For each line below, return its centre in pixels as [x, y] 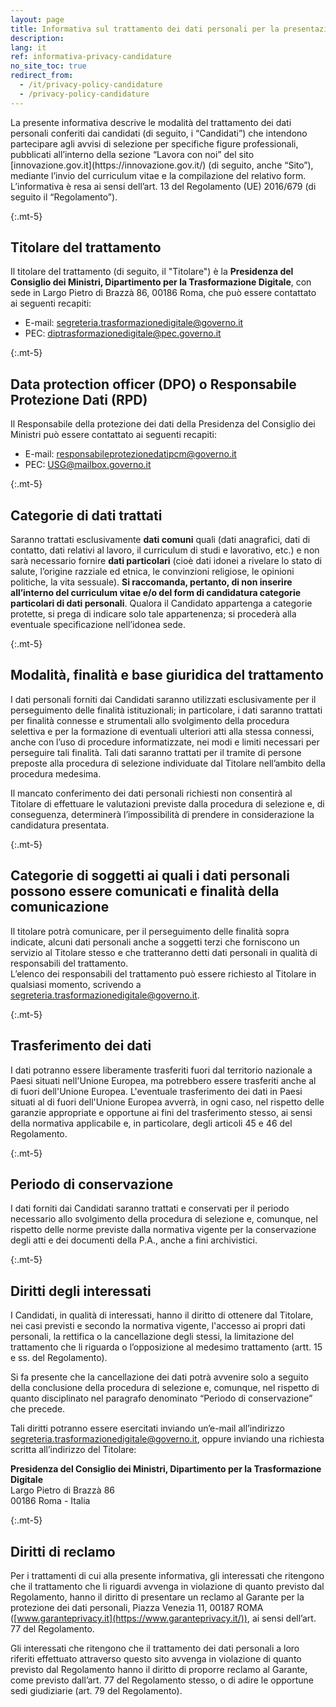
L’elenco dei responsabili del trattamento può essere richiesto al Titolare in [163, 973]
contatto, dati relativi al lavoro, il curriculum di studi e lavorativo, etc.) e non [165, 550]
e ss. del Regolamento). [59, 1358]
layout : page [37, 19]
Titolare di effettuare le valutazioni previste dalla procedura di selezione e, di [167, 803]
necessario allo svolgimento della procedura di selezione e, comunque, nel [164, 1219]
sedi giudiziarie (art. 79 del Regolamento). [96, 1690]
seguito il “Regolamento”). [64, 197]
